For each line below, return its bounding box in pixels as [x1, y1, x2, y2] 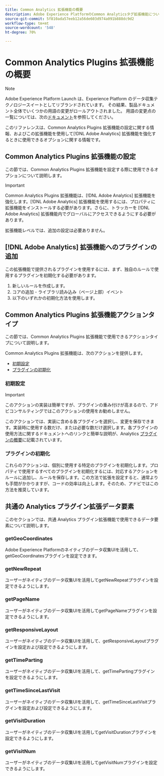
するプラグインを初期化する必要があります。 [9, 272, 99, 278]
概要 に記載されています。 [13, 436, 65, 442]
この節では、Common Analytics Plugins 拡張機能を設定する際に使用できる [5, 166, 155, 172]
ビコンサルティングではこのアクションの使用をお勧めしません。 [5, 408, 133, 414]
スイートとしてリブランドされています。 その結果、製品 [26, 101, 138, 108]
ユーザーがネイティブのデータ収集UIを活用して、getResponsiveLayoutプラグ [5, 638, 159, 644]
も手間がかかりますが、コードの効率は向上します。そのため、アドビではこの [5, 481, 159, 486]
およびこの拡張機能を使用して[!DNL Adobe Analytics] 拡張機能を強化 [13, 130, 152, 136]
